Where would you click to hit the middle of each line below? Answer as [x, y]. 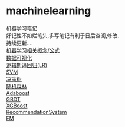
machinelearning [49, 11]
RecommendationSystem [37, 112]
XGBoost [17, 106]
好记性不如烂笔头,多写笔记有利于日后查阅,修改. [63, 35]
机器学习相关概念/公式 [33, 50]
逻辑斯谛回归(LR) [27, 65]
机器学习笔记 [22, 28]
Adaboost [18, 93]
